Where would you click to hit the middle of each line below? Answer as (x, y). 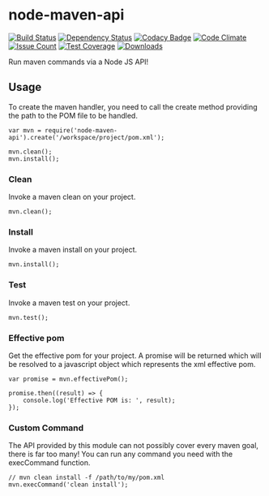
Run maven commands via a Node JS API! (79, 62)
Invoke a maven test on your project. (69, 303)
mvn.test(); (28, 317)
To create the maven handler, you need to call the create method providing (133, 106)
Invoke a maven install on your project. (73, 250)
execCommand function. (49, 463)
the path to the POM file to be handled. (73, 115)
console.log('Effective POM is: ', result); (99, 400)
